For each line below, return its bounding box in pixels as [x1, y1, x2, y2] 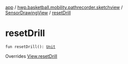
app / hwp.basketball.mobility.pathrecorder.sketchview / [5, 5, 123, 10]
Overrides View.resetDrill [5, 53, 57, 59]
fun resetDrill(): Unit [5, 44, 56, 49]
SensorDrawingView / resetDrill [5, 10, 71, 16]
